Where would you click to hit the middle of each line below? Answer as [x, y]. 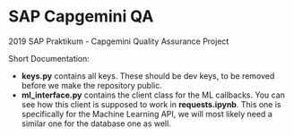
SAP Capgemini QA [81, 17]
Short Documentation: [49, 58]
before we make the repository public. [92, 85]
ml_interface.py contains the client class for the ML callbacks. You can [153, 95]
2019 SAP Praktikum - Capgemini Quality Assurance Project [119, 41]
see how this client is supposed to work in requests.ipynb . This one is [151, 104]
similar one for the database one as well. [96, 123]
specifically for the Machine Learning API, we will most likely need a [147, 114]
